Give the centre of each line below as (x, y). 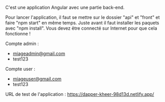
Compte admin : (22, 44)
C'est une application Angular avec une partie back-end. (65, 7)
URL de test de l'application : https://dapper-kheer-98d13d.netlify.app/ (80, 94)
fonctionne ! (18, 34)
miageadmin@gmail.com (39, 54)
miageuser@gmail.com (37, 79)
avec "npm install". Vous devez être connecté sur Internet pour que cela (81, 28)
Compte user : (20, 69)
